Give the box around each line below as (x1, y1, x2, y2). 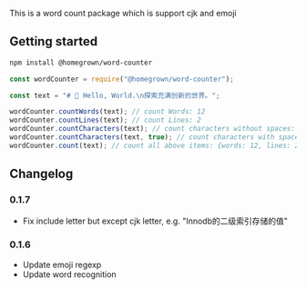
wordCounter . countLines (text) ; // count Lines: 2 (9, 115, 202, 125)
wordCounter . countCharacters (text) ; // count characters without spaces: (9, 125, 296, 134)
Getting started (9, 34, 98, 49)
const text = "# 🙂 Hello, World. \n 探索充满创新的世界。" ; (9, 91, 220, 100)
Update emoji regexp (22, 259, 102, 270)
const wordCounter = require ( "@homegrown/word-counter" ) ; (9, 75, 234, 84)
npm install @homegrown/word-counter (9, 58, 153, 67)
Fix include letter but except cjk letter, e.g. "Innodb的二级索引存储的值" (22, 215, 289, 226)
